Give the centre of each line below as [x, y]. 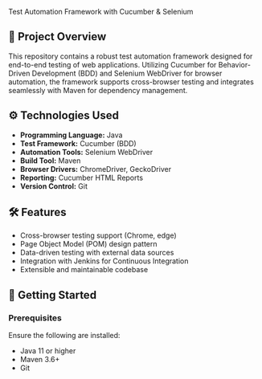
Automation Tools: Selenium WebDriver [86, 152]
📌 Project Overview [57, 37]
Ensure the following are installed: [64, 336]
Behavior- [235, 64]
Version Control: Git [54, 186]
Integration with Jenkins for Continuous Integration [104, 261]
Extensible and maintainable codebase [84, 270]
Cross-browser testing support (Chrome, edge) [98, 235]
